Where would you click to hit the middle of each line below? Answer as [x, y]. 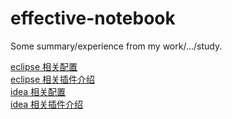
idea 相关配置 [38, 91]
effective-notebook [93, 18]
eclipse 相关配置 [44, 66]
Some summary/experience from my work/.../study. [116, 46]
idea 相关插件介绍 [47, 104]
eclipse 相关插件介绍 [53, 79]
